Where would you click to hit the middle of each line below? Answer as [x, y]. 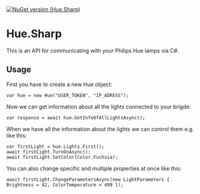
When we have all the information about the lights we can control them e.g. [100, 129]
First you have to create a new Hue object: [59, 84]
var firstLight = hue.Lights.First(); [55, 146]
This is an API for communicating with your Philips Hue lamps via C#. [93, 50]
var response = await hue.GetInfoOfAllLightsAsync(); [76, 118]
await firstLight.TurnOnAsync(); [49, 152]
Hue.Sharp [34, 34]
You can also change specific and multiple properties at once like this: [94, 168]
